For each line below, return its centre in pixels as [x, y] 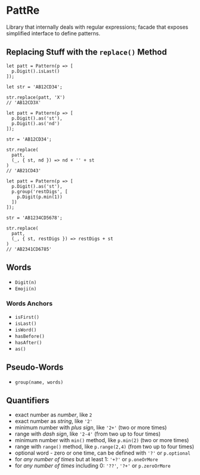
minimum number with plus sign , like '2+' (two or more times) [91, 428]
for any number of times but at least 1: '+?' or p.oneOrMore [86, 459]
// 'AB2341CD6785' [29, 249]
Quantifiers [28, 401]
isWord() [26, 330]
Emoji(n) [26, 289]
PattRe [23, 10]
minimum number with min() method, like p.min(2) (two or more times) [102, 440]
